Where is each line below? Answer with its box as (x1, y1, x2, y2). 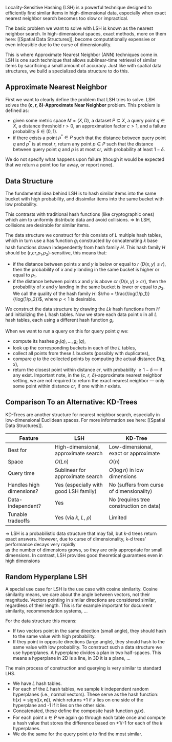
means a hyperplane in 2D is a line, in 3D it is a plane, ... (12, 655, 131, 661)
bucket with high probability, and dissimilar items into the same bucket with (5, 195, 164, 202)
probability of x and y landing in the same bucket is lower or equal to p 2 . (12, 284, 165, 291)
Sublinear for (54, 466, 86, 473)
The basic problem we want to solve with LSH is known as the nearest (5, 25, 154, 31)
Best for (8, 447, 27, 454)
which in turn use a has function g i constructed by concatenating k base (5, 237, 158, 245)
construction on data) (109, 502, 161, 509)
